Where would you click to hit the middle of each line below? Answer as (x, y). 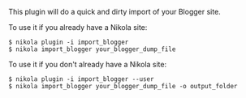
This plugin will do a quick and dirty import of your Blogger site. (114, 12)
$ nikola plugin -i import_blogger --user (81, 79)
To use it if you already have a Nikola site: (78, 27)
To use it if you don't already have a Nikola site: (88, 64)
